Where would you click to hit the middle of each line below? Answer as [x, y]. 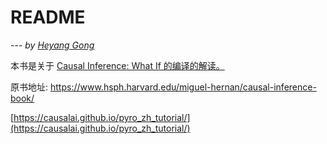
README [48, 17]
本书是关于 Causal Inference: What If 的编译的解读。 [117, 65]
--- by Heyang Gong [52, 45]
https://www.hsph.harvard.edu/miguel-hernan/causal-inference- [183, 87]
